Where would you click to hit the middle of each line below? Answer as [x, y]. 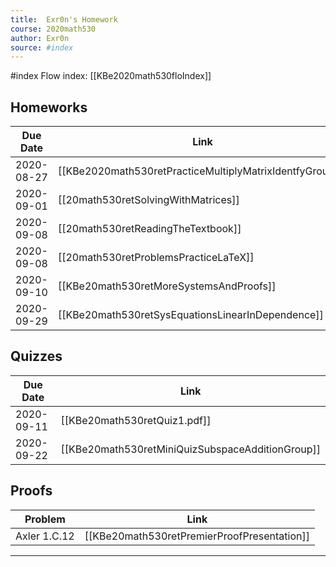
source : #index [42, 47]
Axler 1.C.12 [45, 536]
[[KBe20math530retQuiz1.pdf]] [136, 420]
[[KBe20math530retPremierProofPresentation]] [197, 536]
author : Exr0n [40, 38]
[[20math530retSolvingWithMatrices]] [148, 200]
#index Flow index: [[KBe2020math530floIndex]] [111, 76]
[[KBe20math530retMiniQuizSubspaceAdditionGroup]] [190, 449]
